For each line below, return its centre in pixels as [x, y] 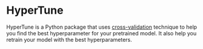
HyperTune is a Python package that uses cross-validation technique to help [102, 27]
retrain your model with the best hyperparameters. [69, 39]
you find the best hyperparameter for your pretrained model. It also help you [101, 33]
